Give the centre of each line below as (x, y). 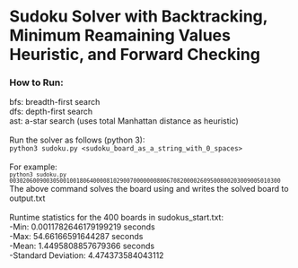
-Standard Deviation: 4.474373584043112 (87, 255)
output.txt (27, 198)
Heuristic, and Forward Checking (135, 55)
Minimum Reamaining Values (120, 35)
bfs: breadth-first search (55, 102)
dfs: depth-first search (51, 112)
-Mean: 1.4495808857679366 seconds (82, 246)
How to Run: (37, 82)
